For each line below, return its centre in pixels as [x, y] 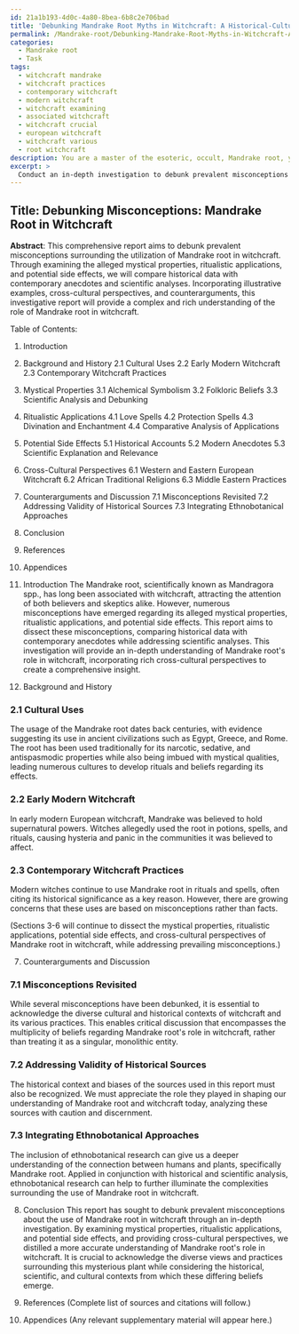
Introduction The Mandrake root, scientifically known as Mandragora [148, 585]
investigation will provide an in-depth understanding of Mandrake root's [154, 651]
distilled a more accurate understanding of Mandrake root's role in [144, 1247]
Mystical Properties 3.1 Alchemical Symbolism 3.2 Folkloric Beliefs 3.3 [150, 390]
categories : [32, 42]
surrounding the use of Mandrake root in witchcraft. [105, 1193]
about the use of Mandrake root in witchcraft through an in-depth [142, 1219]
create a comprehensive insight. [82, 670]
